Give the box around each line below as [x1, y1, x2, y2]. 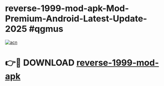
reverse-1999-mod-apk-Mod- [5, 3, 129, 14]
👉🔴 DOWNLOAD [5, 57, 75, 68]
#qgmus [29, 24, 63, 34]
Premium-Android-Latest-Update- [5, 13, 147, 24]
